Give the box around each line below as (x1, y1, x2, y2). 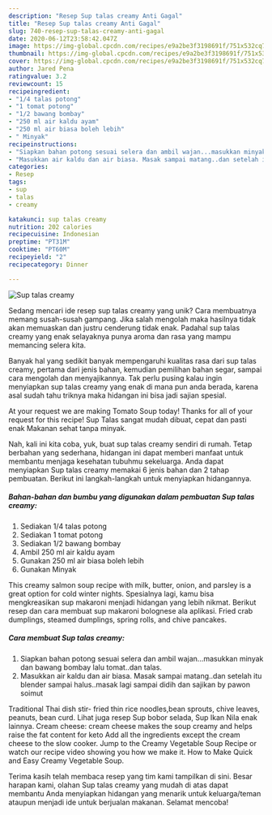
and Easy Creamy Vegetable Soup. (8, 756, 125, 765)
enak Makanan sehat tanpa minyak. (8, 423, 127, 433)
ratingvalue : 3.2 (8, 72, 67, 80)
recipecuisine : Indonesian (8, 231, 100, 239)
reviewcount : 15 (8, 80, 63, 88)
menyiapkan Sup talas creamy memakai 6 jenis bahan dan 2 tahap (8, 464, 229, 475)
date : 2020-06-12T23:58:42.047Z (8, 34, 117, 43)
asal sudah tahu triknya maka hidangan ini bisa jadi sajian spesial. (8, 390, 227, 400)
